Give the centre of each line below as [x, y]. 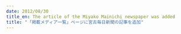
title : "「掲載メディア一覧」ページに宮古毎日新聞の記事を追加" [75, 22]
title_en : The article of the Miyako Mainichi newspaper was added [91, 17]
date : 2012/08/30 [27, 11]
